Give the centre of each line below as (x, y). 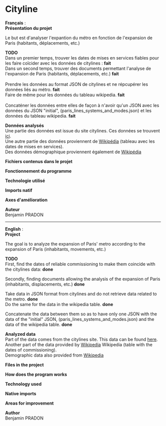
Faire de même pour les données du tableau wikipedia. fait (65, 95)
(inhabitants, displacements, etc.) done (45, 284)
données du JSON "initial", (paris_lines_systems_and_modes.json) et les (78, 111)
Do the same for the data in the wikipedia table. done (59, 304)
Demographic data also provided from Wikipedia (54, 355)
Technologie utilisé (25, 181)
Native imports (21, 393)
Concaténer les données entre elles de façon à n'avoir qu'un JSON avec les (82, 105)
